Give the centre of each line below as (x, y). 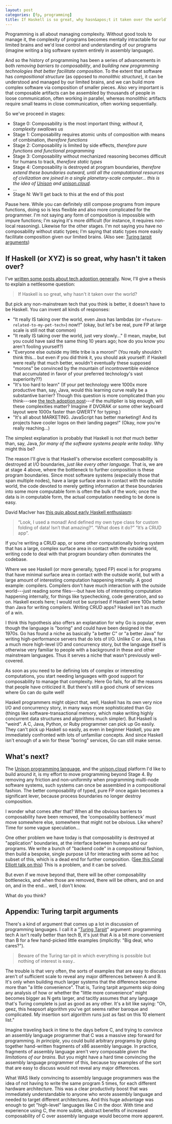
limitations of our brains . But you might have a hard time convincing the (81, 1057)
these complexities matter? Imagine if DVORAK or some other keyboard (88, 406)
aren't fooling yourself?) (38, 347)
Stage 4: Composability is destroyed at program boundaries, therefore (87, 167)
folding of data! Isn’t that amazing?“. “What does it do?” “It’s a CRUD (90, 528)
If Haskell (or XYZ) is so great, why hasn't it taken (86, 258)
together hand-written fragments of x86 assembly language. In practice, (82, 1046)
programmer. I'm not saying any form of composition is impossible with (80, 215)
